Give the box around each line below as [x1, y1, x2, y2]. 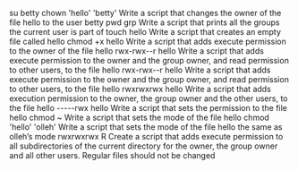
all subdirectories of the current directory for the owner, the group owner [9, 140, 278, 151]
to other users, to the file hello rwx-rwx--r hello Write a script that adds [9, 64, 271, 75]
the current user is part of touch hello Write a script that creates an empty [9, 27, 282, 37]
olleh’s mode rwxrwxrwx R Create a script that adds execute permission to [9, 132, 284, 141]
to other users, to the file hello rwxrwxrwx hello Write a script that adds [9, 84, 271, 94]
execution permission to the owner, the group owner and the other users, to [9, 93, 288, 104]
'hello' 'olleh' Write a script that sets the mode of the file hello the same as [9, 122, 283, 132]
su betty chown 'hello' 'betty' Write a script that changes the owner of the [9, 8, 282, 18]
